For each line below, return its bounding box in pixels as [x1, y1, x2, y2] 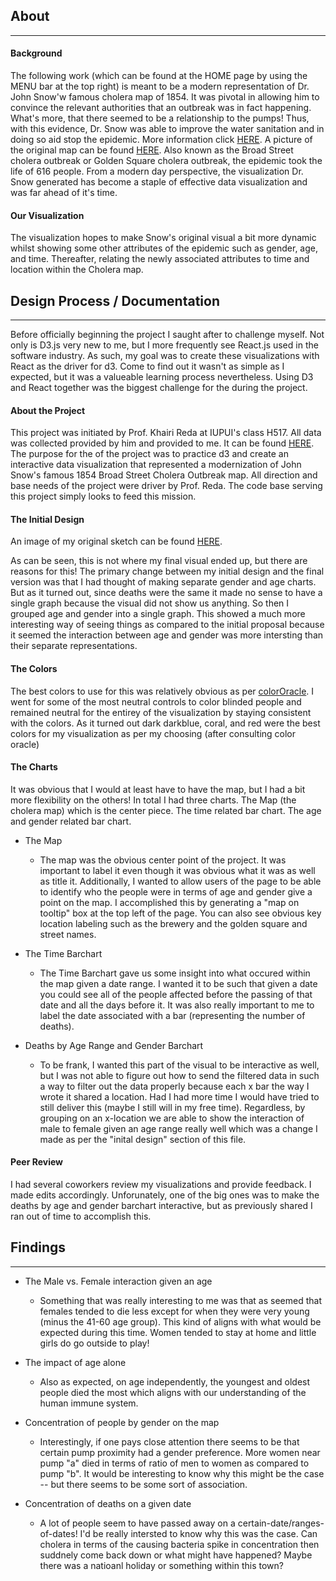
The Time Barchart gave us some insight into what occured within [39, 967, 311, 979]
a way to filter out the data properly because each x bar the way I [39, 1080, 310, 1092]
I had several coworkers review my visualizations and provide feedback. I [10, 1179, 312, 1191]
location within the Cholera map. [10, 264, 144, 276]
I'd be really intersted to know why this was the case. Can [79, 1527, 318, 1539]
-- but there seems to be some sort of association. [39, 1478, 248, 1490]
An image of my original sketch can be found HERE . [10, 535, 223, 548]
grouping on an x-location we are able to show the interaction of [39, 1112, 305, 1124]
